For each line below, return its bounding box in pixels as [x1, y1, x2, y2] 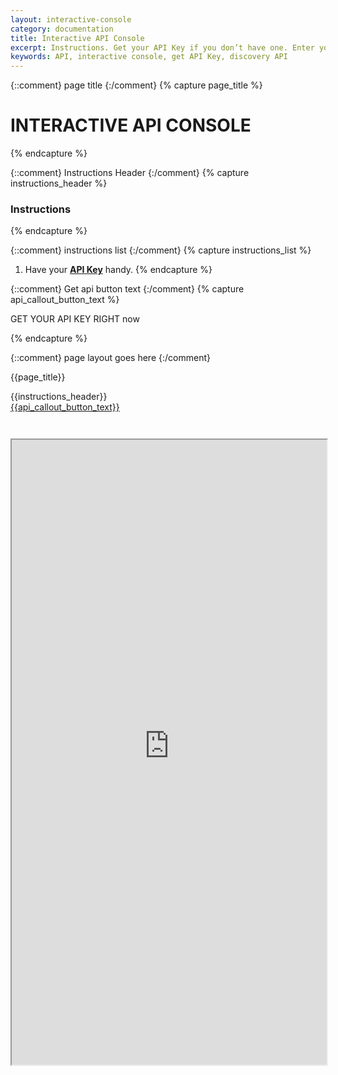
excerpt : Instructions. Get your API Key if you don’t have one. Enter [10, 42, 315, 53]
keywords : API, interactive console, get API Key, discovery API [10, 52, 288, 62]
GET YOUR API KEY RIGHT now [10, 313, 140, 325]
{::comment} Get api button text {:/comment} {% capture [10, 283, 245, 295]
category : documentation [10, 24, 114, 34]
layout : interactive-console [10, 14, 132, 25]
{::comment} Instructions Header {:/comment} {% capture [10, 167, 250, 179]
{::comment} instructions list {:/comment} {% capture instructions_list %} [10, 244, 312, 256]
